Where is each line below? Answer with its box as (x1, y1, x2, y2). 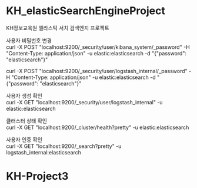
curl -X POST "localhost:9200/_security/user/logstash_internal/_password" (6, 67, 188, 74)
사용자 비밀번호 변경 (6, 37, 52, 44)
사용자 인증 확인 (6, 136, 43, 143)
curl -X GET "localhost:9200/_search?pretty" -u (6, 143, 122, 150)
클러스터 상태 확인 (6, 117, 47, 124)
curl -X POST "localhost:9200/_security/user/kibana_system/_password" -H (6, 43, 190, 51)
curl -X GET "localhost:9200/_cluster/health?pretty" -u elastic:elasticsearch (6, 124, 189, 131)
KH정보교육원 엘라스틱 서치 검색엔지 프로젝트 (6, 24, 110, 31)
